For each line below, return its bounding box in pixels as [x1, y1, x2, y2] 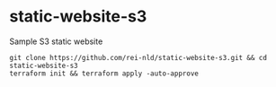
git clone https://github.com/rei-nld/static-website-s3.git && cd [9, 53, 268, 62]
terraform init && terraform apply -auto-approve [9, 69, 200, 78]
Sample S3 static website [9, 36, 103, 47]
